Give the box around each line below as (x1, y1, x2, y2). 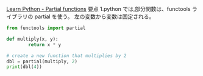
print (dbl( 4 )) (6, 64, 43, 70)
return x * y (28, 41, 62, 47)
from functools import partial (6, 25, 86, 31)
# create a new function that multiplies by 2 (6, 52, 127, 59)
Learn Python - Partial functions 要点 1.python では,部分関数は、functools (6, 5, 191, 12)
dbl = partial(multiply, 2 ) (6, 58, 78, 64)
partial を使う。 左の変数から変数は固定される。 (34, 13, 155, 20)
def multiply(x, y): (6, 36, 59, 42)
